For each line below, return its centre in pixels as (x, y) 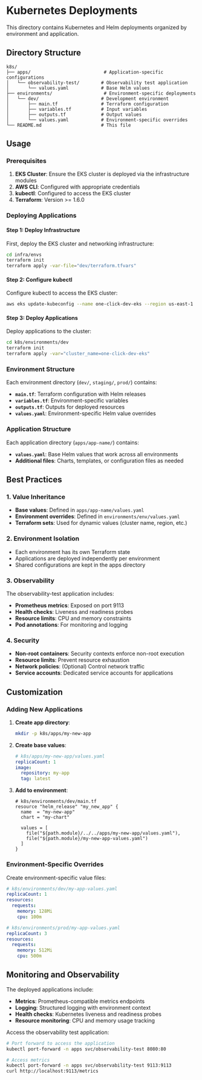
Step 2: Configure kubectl (39, 279)
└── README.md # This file (69, 125)
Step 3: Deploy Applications (42, 318)
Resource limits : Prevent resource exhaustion (72, 660)
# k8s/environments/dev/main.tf (56, 802)
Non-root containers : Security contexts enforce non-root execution (99, 654)
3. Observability (30, 581)
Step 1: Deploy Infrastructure (43, 230)
